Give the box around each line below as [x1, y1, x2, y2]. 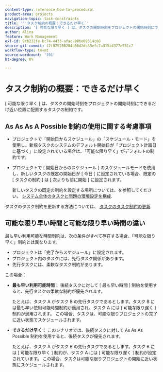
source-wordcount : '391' [5, 52, 55, 57]
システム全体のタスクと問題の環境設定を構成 [21, 193, 112, 199]
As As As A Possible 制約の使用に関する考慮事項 [5, 122, 152, 130]
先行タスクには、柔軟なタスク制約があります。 [12, 261, 106, 267]
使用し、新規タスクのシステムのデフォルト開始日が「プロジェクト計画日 [12, 142, 157, 148]
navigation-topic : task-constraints [5, 16, 79, 21]
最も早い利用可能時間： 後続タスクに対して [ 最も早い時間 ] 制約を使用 [12, 282, 153, 288]
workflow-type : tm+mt [5, 48, 49, 53]
